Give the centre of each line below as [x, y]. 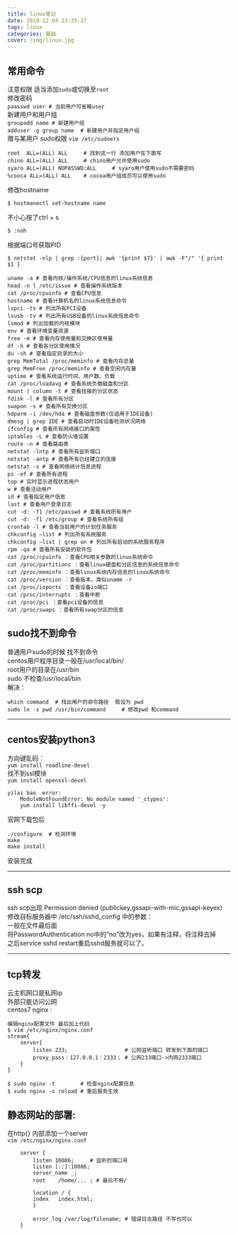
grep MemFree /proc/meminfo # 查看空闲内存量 [72, 369]
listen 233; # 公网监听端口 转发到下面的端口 [120, 1051]
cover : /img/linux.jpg [41, 40]
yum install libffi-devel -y [63, 805]
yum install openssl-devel [47, 780]
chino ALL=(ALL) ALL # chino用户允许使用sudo [79, 160]
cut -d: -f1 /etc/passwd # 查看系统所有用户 [70, 511]
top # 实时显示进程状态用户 [43, 482]
